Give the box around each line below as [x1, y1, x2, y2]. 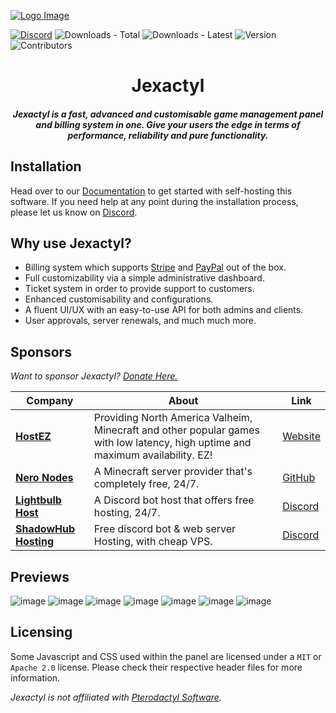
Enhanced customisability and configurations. [24, 293, 214, 305]
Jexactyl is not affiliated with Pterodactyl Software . [10, 691, 222, 703]
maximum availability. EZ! [93, 448, 213, 462]
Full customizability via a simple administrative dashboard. [24, 272, 265, 284]
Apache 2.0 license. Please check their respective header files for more [10, 661, 303, 673]
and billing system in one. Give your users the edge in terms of [35, 118, 301, 130]
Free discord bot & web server [93, 522, 237, 536]
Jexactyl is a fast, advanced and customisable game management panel [12, 108, 324, 120]
